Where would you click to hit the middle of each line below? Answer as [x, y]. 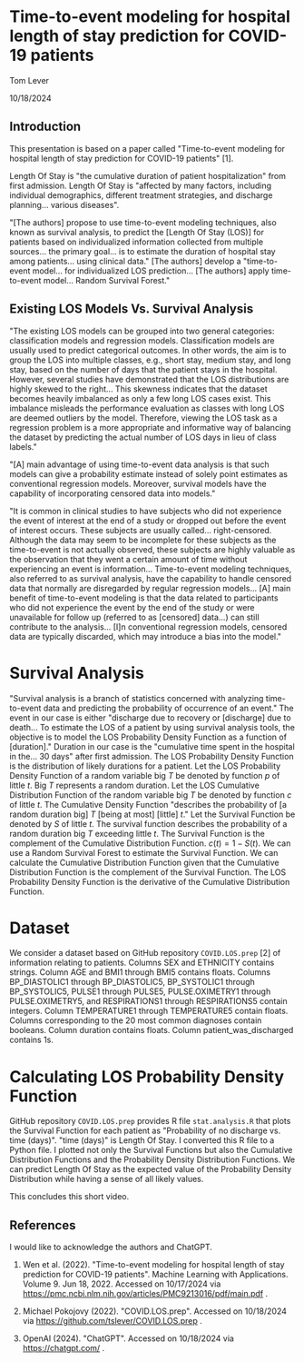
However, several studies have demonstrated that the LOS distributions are [149, 379]
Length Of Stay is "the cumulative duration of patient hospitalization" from [148, 175]
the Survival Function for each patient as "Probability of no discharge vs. [145, 1131]
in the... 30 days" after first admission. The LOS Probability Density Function [152, 756]
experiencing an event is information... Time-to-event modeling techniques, [151, 569]
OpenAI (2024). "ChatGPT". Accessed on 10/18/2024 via [128, 1338]
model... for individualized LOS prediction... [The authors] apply [151, 271]
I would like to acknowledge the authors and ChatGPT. [111, 1248]
